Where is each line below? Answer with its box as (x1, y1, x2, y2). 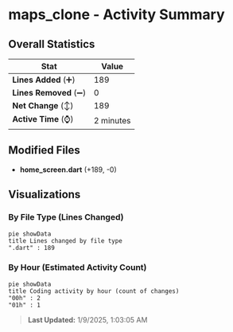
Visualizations (8, 188, 81, 201)
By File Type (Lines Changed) (8, 212, 124, 223)
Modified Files (8, 143, 81, 157)
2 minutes (93, 115, 131, 126)
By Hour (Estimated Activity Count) (8, 262, 147, 273)
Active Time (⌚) (12, 114, 74, 124)
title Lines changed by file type (8, 236, 123, 244)
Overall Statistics (8, 37, 95, 51)
